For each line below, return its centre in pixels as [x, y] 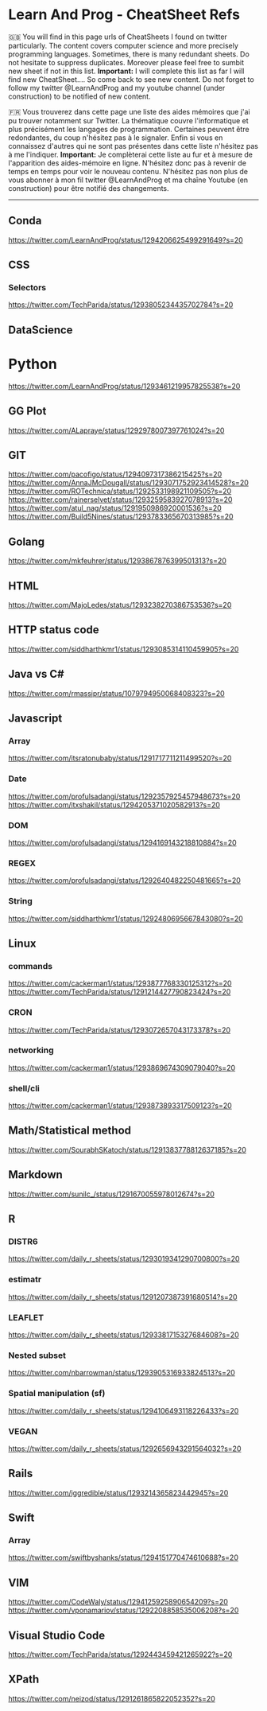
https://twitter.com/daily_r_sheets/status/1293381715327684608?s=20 [124, 1335]
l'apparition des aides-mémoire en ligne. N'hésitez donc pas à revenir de [127, 163]
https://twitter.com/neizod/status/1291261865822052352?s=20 [112, 1698]
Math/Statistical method [70, 1131]
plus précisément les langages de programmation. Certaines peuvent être [129, 129]
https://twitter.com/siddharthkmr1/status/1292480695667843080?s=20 [126, 918]
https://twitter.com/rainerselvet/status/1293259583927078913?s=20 [120, 500]
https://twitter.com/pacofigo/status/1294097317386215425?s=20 [115, 474]
